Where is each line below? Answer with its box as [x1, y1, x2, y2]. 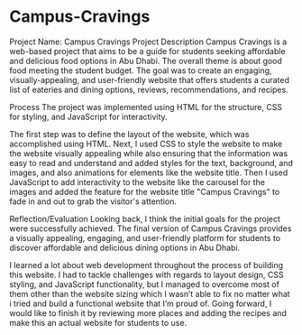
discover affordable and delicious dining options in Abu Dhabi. [9, 242, 241, 253]
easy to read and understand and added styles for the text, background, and [9, 157, 293, 168]
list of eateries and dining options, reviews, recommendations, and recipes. [9, 84, 288, 95]
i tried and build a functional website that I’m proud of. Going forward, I [9, 298, 272, 309]
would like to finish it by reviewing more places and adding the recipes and [9, 307, 287, 318]
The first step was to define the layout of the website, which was [9, 128, 250, 139]
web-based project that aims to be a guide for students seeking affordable [9, 45, 286, 56]
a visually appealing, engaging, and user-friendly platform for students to [9, 232, 281, 243]
